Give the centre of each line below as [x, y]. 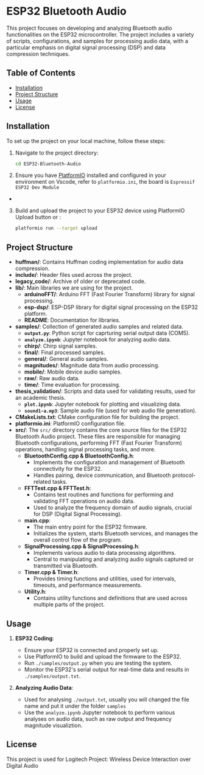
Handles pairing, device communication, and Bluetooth [102, 475]
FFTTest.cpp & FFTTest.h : [58, 488]
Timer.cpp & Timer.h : [51, 572]
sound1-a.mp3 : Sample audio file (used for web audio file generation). [110, 411]
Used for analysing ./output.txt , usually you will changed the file [107, 699]
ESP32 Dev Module [37, 188]
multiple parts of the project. [69, 605]
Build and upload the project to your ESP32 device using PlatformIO [100, 210]
